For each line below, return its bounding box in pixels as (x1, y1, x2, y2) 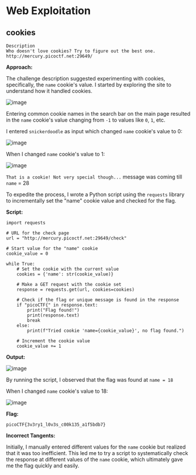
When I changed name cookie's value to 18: (6, 388, 108, 395)
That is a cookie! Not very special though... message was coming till (6, 173, 183, 180)
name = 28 (6, 180, 29, 186)
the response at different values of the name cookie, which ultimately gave (6, 456, 183, 463)
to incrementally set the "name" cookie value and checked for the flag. (6, 197, 177, 204)
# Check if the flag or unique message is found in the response (16, 297, 180, 303)
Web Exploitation (6, 4, 91, 18)
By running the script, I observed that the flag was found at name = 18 (6, 376, 174, 383)
